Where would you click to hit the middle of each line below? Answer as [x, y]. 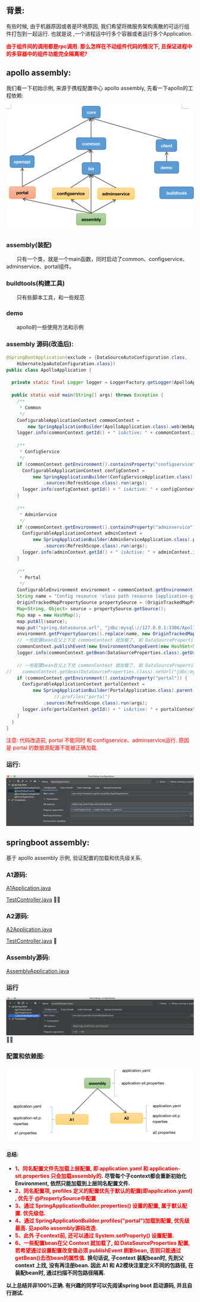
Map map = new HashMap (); [49, 615]
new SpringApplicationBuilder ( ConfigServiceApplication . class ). [114, 477]
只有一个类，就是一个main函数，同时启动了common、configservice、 [102, 259]
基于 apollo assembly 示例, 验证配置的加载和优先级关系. [74, 857]
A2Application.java [29, 930]
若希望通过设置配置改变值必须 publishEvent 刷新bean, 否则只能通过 [98, 1251]
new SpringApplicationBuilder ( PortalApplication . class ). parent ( [114, 691]
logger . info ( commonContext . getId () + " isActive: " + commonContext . [105, 433]
